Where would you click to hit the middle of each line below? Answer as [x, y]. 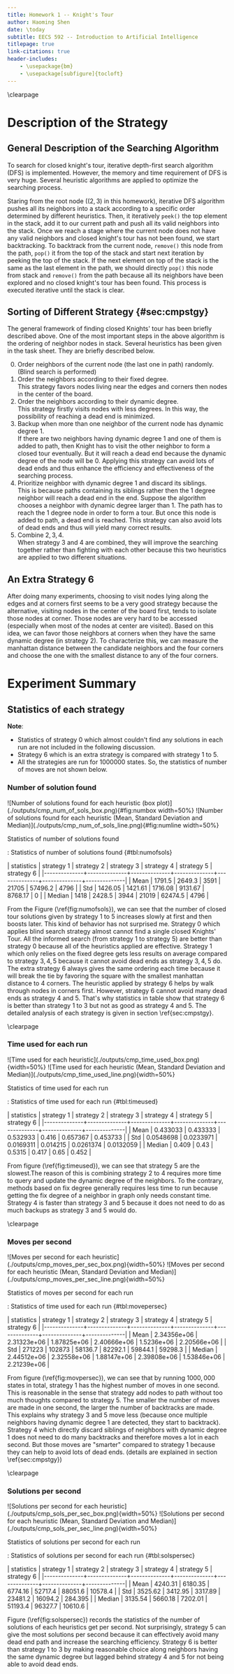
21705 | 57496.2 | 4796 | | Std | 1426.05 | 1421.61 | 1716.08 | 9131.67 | [106, 888]
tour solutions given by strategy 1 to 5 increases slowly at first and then [110, 916]
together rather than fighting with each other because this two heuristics [122, 550]
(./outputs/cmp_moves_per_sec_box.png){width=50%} [86, 1265]
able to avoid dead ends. [43, 1664]
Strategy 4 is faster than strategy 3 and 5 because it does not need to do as [116, 1203]
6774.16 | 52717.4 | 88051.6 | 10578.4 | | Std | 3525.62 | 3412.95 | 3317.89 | [114, 1592]
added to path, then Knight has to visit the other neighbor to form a [114, 446]
